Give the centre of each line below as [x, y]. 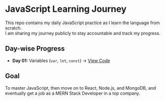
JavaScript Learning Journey [66, 9]
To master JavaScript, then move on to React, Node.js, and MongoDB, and [81, 88]
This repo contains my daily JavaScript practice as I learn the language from [82, 23]
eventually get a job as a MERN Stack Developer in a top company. [73, 93]
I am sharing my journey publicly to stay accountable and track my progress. [83, 33]
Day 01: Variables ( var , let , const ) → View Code [61, 61]
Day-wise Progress [35, 49]
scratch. [14, 28]
